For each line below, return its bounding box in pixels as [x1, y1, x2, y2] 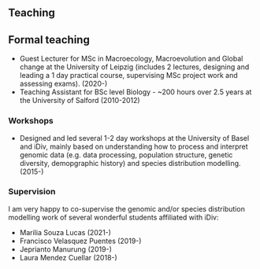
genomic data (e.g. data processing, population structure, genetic [19, 149, 233, 160]
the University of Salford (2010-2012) [19, 96, 140, 105]
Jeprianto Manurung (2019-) [19, 244, 113, 254]
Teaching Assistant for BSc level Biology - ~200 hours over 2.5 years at [19, 87, 252, 97]
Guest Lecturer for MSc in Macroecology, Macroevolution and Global [19, 54, 243, 64]
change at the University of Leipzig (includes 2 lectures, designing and [19, 62, 250, 72]
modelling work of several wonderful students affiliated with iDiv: [8, 212, 219, 222]
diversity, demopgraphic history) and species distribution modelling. [19, 158, 242, 168]
